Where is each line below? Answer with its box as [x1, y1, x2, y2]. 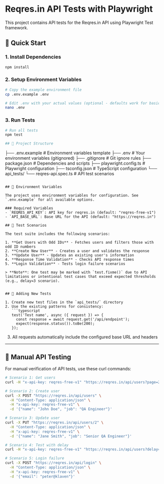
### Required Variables [5, 206, 54, 211]
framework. [5, 24, 28, 30]
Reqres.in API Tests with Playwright [5, 3, 153, 15]
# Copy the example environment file [5, 87, 82, 92]
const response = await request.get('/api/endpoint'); [16, 317, 130, 322]
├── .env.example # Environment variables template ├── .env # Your [5, 150, 145, 156]
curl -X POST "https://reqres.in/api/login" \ [5, 461, 102, 465]
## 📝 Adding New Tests [5, 292, 51, 296]
